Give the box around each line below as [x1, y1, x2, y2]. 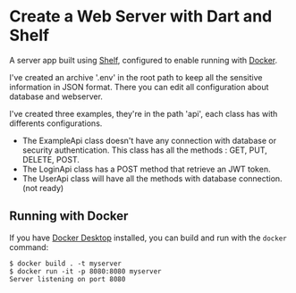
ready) [39, 182, 64, 193]
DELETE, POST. [21, 154, 80, 164]
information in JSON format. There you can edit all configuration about [9, 81, 269, 92]
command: [9, 241, 49, 252]
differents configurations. [9, 118, 103, 129]
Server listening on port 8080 [9, 274, 126, 283]
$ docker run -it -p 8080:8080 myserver [9, 266, 163, 276]
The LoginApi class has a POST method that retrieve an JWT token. [21, 163, 271, 174]
